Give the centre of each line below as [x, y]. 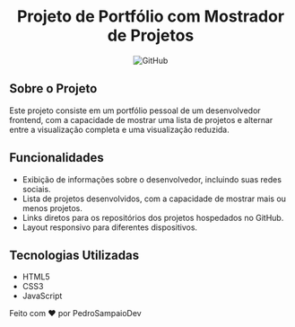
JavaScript [42, 296]
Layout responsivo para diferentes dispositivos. [110, 227]
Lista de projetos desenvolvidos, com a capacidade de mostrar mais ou [154, 199]
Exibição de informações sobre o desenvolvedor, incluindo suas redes [152, 179]
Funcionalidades [57, 158]
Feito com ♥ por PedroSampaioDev [75, 314]
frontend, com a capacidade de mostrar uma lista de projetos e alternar [141, 119]
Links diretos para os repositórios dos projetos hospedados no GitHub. [153, 217]
